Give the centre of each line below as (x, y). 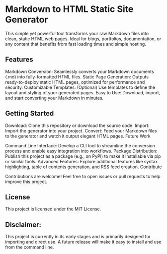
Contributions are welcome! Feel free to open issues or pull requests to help (83, 176)
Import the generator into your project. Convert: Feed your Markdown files (81, 130)
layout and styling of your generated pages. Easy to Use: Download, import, (83, 92)
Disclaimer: (23, 224)
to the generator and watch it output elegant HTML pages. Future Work (78, 136)
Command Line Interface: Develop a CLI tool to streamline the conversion (80, 145)
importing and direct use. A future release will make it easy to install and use (83, 242)
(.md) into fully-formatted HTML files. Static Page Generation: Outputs (77, 77)
